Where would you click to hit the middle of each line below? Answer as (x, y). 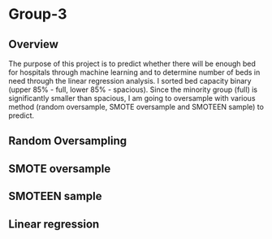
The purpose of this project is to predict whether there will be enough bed (132, 63)
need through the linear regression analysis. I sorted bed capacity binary (130, 81)
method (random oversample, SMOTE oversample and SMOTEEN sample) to (136, 107)
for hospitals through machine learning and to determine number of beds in (134, 72)
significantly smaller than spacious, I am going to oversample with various (132, 98)
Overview (34, 44)
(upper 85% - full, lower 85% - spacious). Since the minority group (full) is (133, 89)
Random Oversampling (68, 141)
